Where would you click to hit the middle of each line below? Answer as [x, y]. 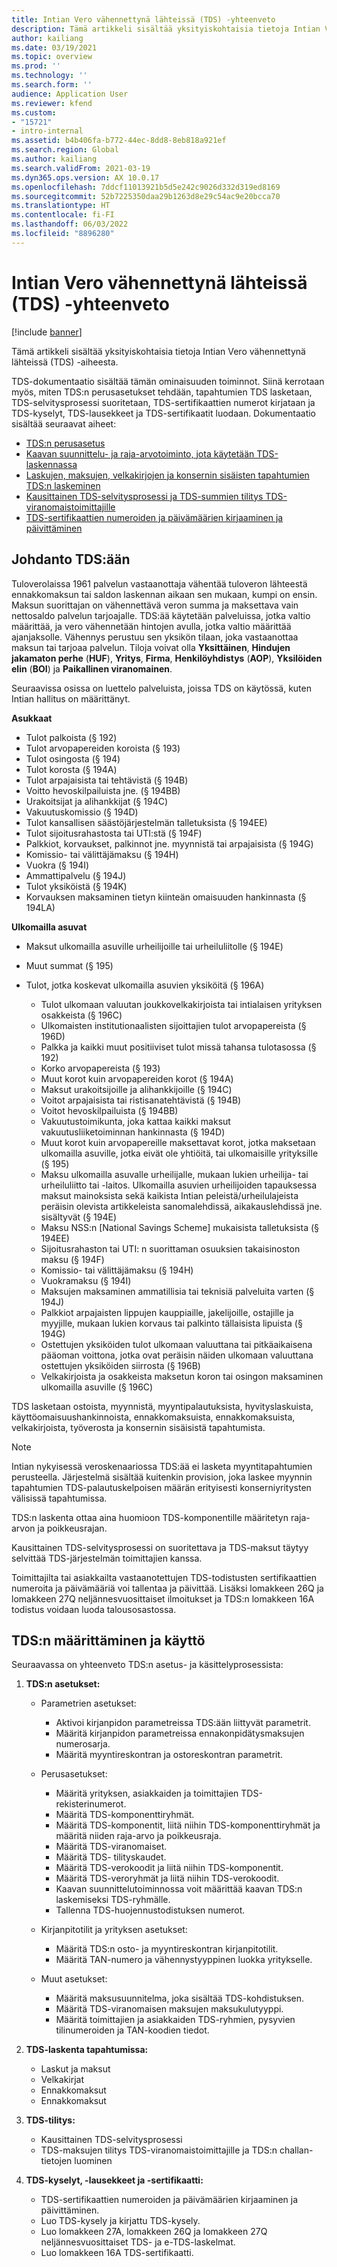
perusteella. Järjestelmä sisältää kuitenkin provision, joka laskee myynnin [162, 1477]
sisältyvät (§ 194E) [79, 1217]
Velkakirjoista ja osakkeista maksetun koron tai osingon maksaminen [182, 1376]
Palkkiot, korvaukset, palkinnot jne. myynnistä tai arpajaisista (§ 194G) [169, 843]
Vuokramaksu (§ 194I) [86, 1280]
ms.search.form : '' [52, 85]
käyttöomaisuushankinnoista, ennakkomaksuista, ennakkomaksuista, [153, 1417]
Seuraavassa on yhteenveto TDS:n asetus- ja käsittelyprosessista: [147, 1665]
